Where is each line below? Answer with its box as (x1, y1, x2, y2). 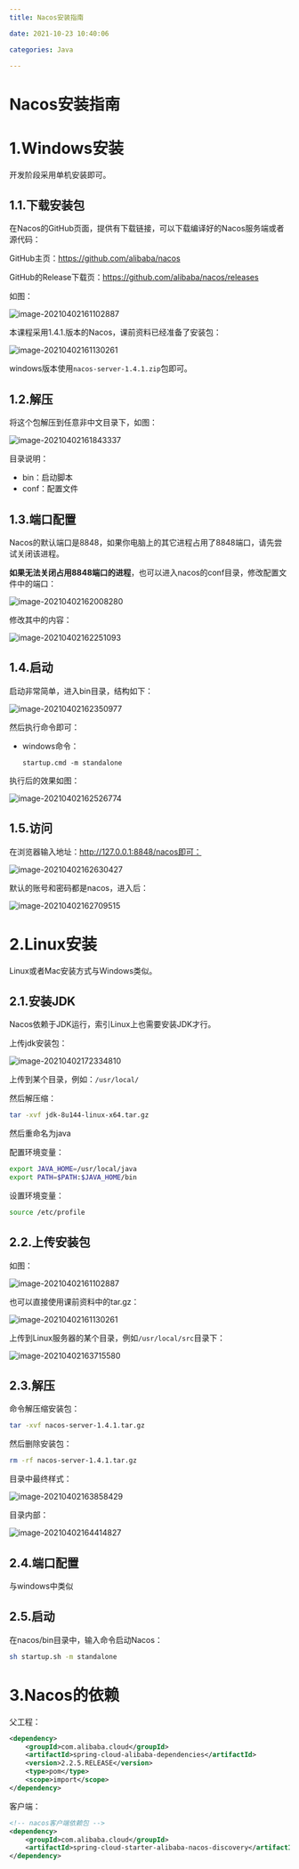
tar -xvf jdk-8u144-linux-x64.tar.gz (9, 1111, 149, 1120)
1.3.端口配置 (9, 512, 77, 527)
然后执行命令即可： (9, 722, 80, 732)
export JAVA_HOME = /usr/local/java (9, 1165, 138, 1174)
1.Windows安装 (9, 138, 125, 158)
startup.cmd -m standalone (21, 758, 123, 767)
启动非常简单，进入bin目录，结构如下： (9, 685, 154, 696)
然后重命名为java (9, 1128, 71, 1139)
